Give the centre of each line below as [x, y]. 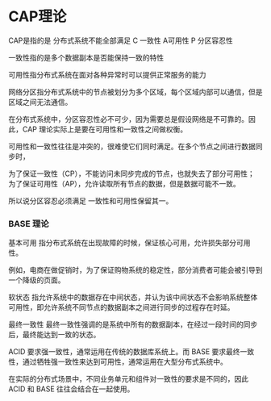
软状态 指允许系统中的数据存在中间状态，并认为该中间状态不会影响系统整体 [133, 297]
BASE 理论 [29, 223]
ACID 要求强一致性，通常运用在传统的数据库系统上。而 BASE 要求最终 [124, 352]
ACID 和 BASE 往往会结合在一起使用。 [71, 389]
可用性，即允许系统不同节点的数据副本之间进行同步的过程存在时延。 [121, 307]
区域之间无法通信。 [40, 102]
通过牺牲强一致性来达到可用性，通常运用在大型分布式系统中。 [125, 362]
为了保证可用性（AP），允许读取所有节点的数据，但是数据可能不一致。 [124, 183]
